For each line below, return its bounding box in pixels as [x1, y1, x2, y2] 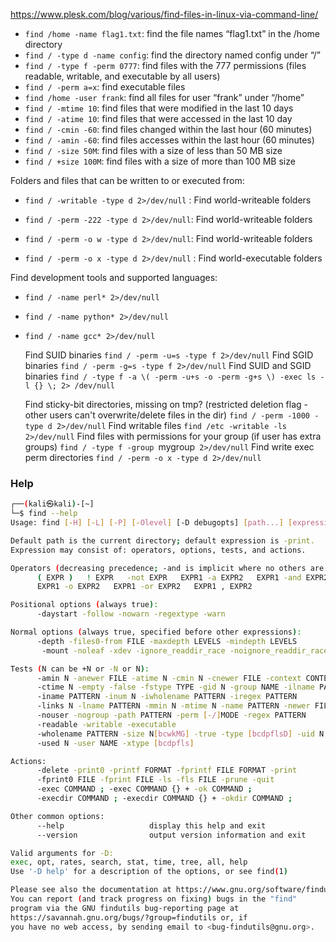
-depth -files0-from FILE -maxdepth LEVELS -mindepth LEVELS [36, 636, 298, 646]
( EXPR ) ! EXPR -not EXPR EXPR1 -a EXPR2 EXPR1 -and [36, 572, 302, 583]
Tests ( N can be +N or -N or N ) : [10, 664, 150, 674]
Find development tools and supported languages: [10, 272, 218, 283]
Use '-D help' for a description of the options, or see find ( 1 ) [10, 867, 288, 877]
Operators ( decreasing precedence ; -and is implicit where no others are [10, 563, 325, 573]
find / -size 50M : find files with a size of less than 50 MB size [24, 145, 283, 156]
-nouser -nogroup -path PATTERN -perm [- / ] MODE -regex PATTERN [36, 710, 307, 721]
